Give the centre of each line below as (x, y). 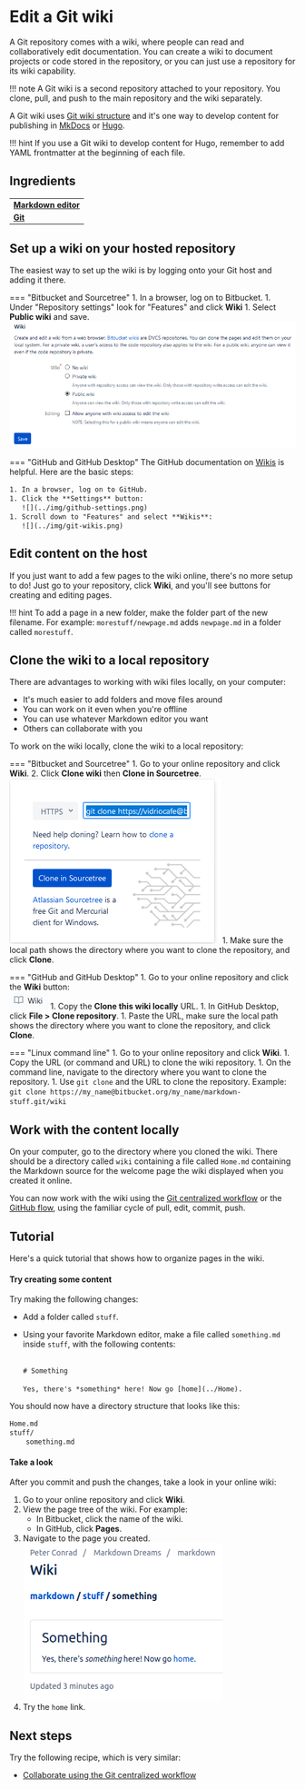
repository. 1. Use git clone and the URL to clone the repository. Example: (148, 1082)
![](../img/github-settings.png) (84, 507)
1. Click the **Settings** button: (77, 498)
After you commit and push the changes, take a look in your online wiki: (143, 1482)
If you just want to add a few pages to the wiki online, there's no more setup (151, 575)
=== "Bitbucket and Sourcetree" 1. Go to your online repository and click (145, 764)
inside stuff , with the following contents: (99, 1344)
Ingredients (43, 181)
